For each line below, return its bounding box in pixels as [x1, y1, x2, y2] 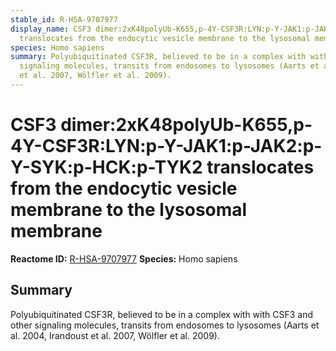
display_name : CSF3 [10, 24, 92, 34]
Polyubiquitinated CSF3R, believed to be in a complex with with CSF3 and [10, 308, 314, 320]
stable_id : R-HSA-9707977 [10, 14, 118, 25]
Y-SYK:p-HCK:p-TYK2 [10, 156, 203, 179]
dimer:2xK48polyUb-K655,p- [60, 114, 313, 136]
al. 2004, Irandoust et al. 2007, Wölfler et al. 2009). [10, 329, 220, 341]
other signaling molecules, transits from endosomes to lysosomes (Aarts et [10, 319, 320, 331]
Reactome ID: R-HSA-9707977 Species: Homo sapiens [10, 252, 238, 265]
